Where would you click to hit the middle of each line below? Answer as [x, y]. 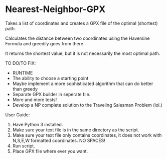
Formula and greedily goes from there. [45, 43]
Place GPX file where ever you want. [50, 151]
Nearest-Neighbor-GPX [55, 9]
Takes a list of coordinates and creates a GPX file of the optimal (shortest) [81, 23]
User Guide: [18, 115]
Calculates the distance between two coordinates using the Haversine [77, 38]
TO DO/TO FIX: [21, 63]
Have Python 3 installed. [38, 124]
